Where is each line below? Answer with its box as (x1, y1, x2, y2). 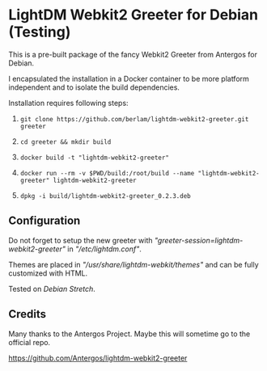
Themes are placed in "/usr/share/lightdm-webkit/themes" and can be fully (8, 259, 259, 269)
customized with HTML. (8, 268, 88, 278)
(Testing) (8, 23, 71, 41)
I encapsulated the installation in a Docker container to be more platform (8, 74, 249, 83)
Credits (8, 307, 47, 321)
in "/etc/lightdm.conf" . (67, 244, 142, 254)
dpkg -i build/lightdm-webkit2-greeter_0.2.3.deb (19, 192, 192, 200)
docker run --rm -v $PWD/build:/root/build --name (19, 169, 195, 177)
